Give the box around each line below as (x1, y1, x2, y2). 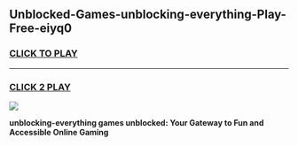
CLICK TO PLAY (9, 48, 78, 60)
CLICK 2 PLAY (9, 81, 71, 93)
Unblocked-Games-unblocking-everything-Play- (9, 7, 286, 22)
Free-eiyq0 (9, 21, 73, 36)
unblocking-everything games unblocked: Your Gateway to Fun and (9, 117, 264, 127)
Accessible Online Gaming (9, 127, 109, 137)
